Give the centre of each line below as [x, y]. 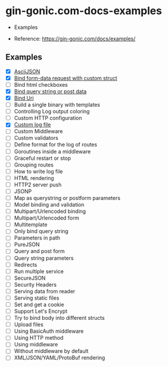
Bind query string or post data [50, 91]
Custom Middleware [38, 132]
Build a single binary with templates [57, 105]
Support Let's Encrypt [41, 311]
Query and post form [39, 251]
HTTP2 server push [38, 185]
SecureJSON [30, 278]
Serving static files [36, 298]
